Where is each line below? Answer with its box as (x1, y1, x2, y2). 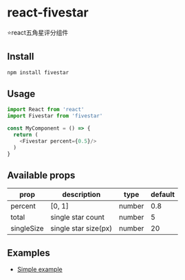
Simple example (17, 266, 63, 274)
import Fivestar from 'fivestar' (7, 113, 103, 119)
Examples (7, 247, 50, 259)
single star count (50, 213, 105, 222)
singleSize (10, 224, 44, 233)
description (61, 190, 101, 200)
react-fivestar (7, 5, 89, 21)
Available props (7, 170, 76, 181)
